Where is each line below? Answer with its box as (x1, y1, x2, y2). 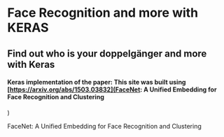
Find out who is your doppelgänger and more (7, 48, 207, 59)
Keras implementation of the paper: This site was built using (7, 78, 186, 87)
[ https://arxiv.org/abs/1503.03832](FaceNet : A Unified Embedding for (7, 85, 217, 94)
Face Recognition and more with (7, 5, 199, 21)
